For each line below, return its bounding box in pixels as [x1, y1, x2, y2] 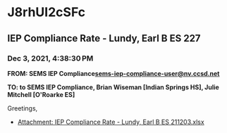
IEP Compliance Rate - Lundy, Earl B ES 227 [7, 32, 201, 44]
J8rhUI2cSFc [7, 4, 86, 20]
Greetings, [7, 103, 38, 113]
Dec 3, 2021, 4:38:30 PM [7, 53, 94, 63]
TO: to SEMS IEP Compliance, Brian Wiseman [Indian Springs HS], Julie [7, 82, 220, 91]
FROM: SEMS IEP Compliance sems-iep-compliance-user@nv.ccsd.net [7, 69, 220, 77]
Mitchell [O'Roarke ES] [7, 90, 75, 99]
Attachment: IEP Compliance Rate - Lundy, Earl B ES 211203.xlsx [17, 118, 204, 126]
